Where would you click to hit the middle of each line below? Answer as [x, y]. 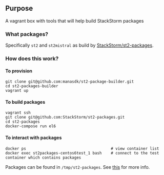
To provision [19, 71]
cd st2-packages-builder [32, 86]
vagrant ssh [18, 113]
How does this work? [32, 59]
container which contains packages [43, 158]
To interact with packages [34, 138]
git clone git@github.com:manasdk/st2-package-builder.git [70, 82]
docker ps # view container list [82, 148]
